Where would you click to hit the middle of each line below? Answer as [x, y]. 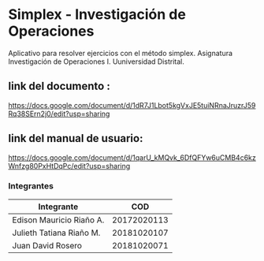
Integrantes [31, 186]
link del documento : [59, 86]
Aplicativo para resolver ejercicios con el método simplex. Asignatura [121, 53]
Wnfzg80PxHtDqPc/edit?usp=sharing [69, 166]
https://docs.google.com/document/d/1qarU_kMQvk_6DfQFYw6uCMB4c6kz [132, 157]
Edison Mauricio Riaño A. [58, 220]
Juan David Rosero [47, 245]
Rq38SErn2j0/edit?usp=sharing [59, 114]
